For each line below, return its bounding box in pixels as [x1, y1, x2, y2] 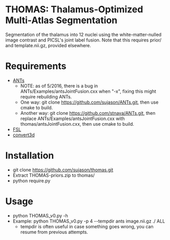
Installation [5, 150, 54, 162]
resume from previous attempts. [20, 229, 89, 235]
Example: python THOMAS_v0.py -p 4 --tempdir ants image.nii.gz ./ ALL [12, 218, 165, 224]
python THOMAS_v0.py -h [12, 212, 68, 218]
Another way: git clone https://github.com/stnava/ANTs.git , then [20, 110, 156, 116]
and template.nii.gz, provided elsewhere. [5, 42, 91, 48]
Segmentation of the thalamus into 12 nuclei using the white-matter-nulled [5, 31, 162, 37]
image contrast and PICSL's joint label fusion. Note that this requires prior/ [5, 37, 162, 43]
